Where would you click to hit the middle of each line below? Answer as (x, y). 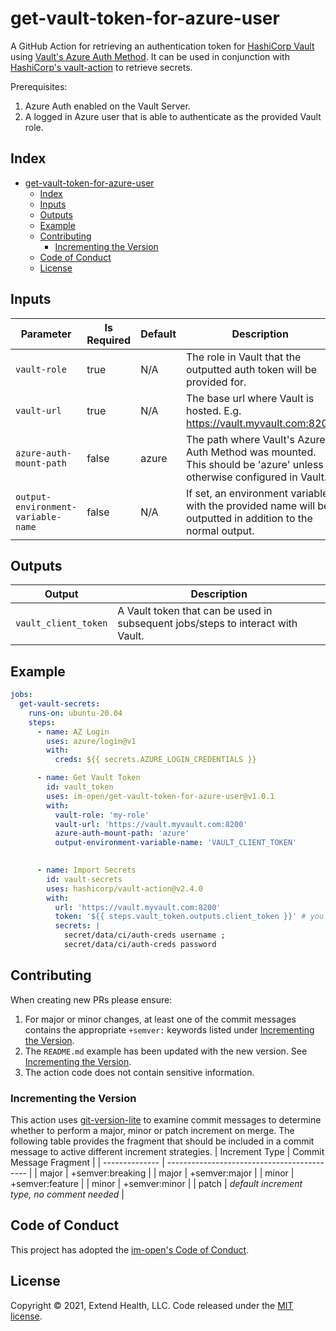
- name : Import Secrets (86, 870)
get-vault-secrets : (60, 704)
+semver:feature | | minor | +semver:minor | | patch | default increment (156, 1184)
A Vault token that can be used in (195, 611)
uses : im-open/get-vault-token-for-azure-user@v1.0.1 (160, 796)
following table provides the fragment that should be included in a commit (162, 1141)
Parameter (46, 334)
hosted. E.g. (214, 410)
